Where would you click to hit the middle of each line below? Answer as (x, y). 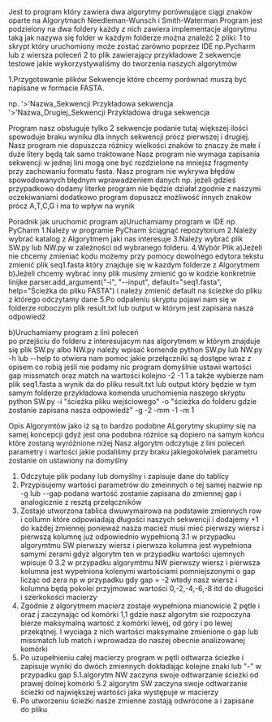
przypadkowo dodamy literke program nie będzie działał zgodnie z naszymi (135, 189)
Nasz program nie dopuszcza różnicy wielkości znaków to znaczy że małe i (134, 145)
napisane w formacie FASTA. (56, 88)
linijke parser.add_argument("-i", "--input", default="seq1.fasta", (115, 282)
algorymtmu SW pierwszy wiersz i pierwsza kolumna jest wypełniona (136, 545)
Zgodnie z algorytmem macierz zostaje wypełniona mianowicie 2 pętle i (140, 606)
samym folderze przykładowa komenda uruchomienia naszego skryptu (127, 393)
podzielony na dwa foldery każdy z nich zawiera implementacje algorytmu (133, 29)
